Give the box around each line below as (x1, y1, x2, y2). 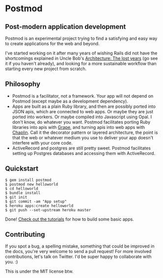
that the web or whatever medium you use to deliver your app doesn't (12, 134, 154, 140)
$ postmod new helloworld (5, 182, 58, 187)
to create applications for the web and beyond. (5, 41, 100, 47)
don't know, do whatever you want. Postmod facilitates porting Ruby (12, 119, 151, 125)
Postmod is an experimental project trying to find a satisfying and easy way (5, 35, 158, 41)
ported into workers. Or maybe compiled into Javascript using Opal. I (12, 114, 152, 120)
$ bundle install (5, 190, 41, 195)
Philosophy (5, 80, 41, 88)
